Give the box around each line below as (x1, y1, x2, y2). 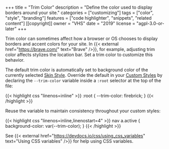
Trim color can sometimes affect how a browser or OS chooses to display (5, 35, 158, 41)
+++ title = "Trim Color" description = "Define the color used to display (5, 5, 153, 10)
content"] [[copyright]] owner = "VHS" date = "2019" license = (5, 20, 136, 26)
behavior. (5, 57, 25, 63)
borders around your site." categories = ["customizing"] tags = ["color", (5, 10, 154, 16)
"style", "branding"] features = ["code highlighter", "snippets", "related (5, 15, 152, 21)
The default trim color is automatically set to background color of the (5, 67, 148, 73)
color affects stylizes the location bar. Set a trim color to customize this (5, 52, 153, 58)
